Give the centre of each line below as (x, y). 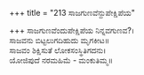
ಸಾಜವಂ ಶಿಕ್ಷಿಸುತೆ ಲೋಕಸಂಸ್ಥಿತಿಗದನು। (58, 50)
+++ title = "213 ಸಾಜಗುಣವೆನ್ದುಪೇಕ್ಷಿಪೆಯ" (72, 13)
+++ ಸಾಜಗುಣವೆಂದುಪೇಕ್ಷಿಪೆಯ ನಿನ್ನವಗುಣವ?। (72, 30)
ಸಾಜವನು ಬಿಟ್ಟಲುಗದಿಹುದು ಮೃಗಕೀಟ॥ (59, 40)
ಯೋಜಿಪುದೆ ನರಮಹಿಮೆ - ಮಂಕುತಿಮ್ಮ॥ (61, 60)
